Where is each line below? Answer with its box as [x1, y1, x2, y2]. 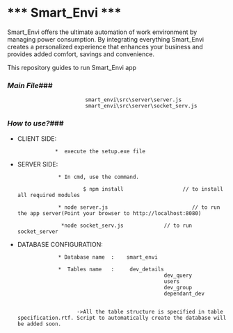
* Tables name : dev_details [58, 266, 165, 273]
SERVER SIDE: [17, 160, 58, 168]
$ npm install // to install [83, 185, 224, 192]
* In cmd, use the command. [58, 173, 140, 180]
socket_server [17, 228, 58, 235]
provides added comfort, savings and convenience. [7, 50, 155, 58]
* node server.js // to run [58, 203, 220, 211]
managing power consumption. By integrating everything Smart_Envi [7, 35, 204, 43]
